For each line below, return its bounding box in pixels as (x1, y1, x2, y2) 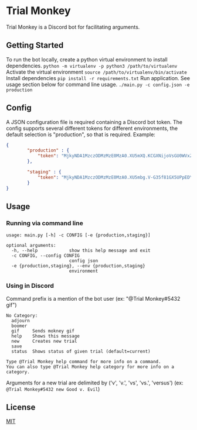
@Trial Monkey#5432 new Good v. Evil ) (6, 385, 100, 393)
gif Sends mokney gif (11, 328, 75, 334)
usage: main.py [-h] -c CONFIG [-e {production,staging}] (6, 232, 151, 238)
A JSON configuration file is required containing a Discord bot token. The (6, 118, 183, 125)
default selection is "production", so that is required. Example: (6, 130, 155, 138)
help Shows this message (11, 333, 80, 339)
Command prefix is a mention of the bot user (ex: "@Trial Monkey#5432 (6, 295, 181, 302)
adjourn (11, 318, 30, 324)
